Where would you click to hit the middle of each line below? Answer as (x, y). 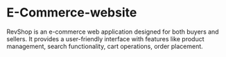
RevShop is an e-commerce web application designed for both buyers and (113, 32)
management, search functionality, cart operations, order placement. (105, 46)
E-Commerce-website (72, 13)
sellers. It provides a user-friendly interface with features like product (106, 38)
